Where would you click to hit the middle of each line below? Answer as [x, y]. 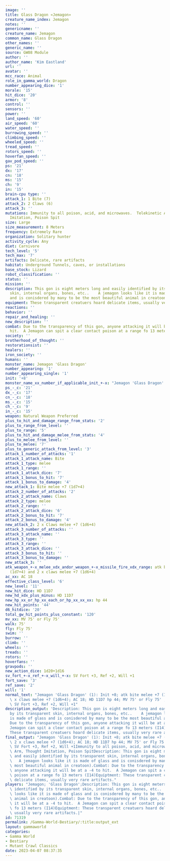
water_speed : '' [22, 128]
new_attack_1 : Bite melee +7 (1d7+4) [45, 487]
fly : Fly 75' [19, 629]
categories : [18, 832]
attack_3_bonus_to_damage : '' [37, 558]
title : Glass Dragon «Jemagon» [38, 15]
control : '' [18, 105]
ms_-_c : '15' [19, 402]
